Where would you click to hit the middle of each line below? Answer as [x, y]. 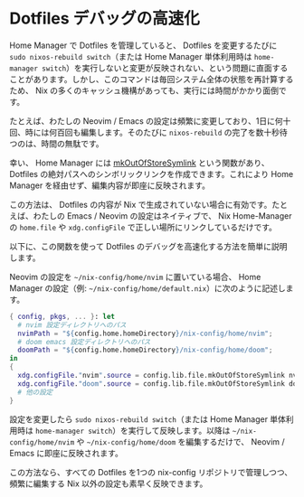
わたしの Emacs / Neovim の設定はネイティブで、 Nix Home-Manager [162, 216]
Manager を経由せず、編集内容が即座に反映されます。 [110, 185]
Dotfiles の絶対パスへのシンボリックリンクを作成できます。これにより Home [152, 173]
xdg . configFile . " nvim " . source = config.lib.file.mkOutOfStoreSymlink [151, 376]
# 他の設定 [35, 392]
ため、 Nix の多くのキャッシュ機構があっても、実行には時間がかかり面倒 [144, 90]
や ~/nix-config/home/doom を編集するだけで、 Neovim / [180, 441]
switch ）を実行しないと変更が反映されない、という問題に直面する [165, 68]
